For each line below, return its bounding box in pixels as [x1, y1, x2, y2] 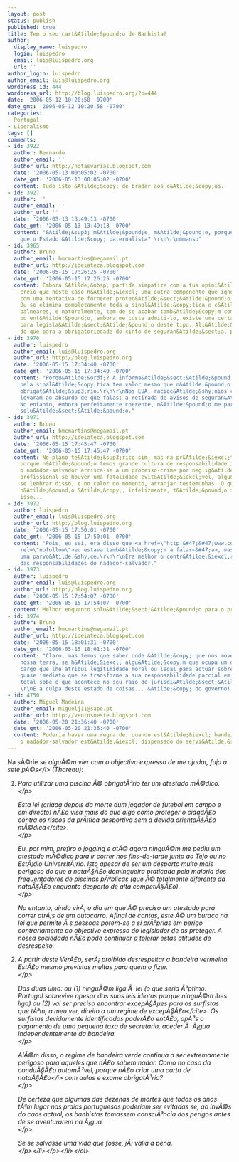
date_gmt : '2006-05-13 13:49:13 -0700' [14, 222, 132, 229]
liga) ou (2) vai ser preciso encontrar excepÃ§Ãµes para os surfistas [17, 999, 219, 1008]
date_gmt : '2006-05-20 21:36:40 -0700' [14, 725, 132, 732]
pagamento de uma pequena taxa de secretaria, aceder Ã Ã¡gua [17, 1022, 211, 1030]
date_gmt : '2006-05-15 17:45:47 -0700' [14, 447, 132, 454]
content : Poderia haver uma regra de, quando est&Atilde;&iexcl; [14, 731, 212, 739]
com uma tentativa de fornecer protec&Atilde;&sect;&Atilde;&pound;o [20, 295, 231, 302]
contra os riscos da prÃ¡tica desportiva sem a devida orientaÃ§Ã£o [17, 815, 217, 824]
